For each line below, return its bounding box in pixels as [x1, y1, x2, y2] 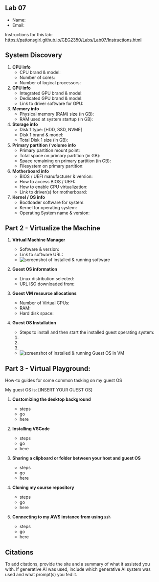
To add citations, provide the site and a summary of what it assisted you [5, 561, 150, 567]
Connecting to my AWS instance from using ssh [12, 514, 111, 520]
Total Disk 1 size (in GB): [19, 137, 68, 143]
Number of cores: [19, 74, 55, 80]
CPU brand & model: [19, 69, 61, 75]
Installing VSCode [12, 426, 50, 432]
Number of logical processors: [19, 79, 81, 85]
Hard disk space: [19, 311, 54, 316]
